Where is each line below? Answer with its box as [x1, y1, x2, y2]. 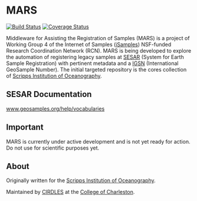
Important [6, 122, 44, 132]
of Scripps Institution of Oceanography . [6, 72, 102, 79]
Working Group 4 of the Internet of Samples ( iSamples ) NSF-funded [6, 41, 172, 48]
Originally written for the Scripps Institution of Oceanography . [6, 177, 156, 184]
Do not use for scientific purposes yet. [6, 144, 100, 151]
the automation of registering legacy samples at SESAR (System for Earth [6, 53, 184, 60]
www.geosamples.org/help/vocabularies [6, 105, 105, 112]
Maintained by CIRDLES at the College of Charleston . [6, 189, 135, 196]
